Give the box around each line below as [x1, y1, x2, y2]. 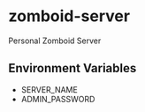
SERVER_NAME [20, 84, 79, 94]
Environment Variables [8, 61, 137, 76]
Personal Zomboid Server [8, 35, 102, 46]
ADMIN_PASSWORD [20, 93, 95, 104]
